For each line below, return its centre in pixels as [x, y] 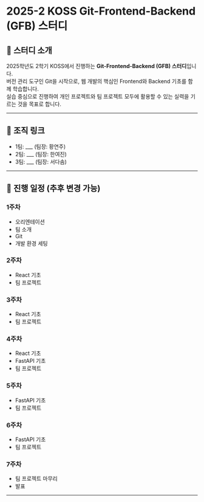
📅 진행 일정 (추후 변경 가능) [53, 189]
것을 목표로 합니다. [39, 104]
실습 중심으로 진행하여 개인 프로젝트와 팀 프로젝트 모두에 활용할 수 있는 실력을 [98, 96]
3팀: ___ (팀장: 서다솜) [41, 162]
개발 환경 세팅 [31, 243]
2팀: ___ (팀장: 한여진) [41, 154]
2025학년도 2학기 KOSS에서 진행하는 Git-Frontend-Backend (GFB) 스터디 [97, 66]
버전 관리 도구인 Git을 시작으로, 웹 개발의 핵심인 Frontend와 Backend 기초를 [97, 81]
